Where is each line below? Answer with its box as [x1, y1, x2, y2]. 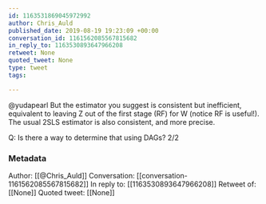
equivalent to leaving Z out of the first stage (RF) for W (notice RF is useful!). [8, 109, 260, 118]
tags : [8, 71, 26, 79]
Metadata [8, 153, 46, 164]
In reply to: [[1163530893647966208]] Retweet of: [90, 179, 257, 189]
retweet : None [8, 49, 56, 57]
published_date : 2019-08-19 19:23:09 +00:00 [8, 26, 159, 34]
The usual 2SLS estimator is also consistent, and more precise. [8, 117, 216, 126]
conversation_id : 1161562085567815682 [8, 34, 137, 42]
